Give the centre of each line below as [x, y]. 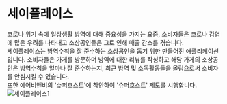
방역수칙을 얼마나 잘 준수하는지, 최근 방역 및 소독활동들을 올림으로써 [110, 68]
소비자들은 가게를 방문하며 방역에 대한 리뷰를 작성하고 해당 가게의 [113, 59]
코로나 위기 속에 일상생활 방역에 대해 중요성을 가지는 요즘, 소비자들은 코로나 [107, 34]
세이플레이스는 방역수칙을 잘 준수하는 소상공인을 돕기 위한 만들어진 [96, 51]
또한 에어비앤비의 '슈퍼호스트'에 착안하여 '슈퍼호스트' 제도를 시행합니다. [102, 85]
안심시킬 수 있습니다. [42, 76]
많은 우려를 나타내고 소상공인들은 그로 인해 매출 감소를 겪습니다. [99, 42]
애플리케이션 [202, 51]
